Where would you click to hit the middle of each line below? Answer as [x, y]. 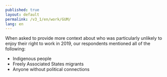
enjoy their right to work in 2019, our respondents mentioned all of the [78, 44]
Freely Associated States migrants [48, 64]
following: [15, 49]
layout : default [22, 15]
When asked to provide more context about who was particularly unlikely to [84, 38]
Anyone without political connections [51, 69]
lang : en [14, 24]
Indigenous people [32, 59]
